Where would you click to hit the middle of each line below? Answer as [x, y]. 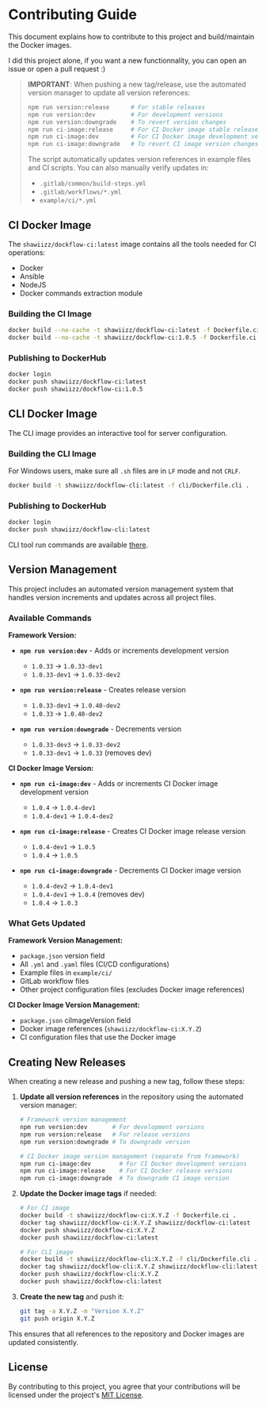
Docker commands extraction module [81, 293]
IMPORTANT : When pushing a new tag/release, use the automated [137, 84]
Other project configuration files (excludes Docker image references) [132, 989]
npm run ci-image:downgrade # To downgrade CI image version [124, 1178]
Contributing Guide [72, 15]
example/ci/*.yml [68, 201]
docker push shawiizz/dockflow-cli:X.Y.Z [89, 1274]
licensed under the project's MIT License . [76, 1394]
